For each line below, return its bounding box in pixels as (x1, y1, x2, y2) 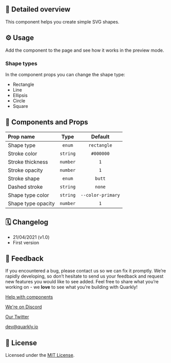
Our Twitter (5, 314, 29, 320)
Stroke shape (8, 175, 40, 182)
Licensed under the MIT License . (5, 352, 75, 358)
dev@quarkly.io (5, 324, 38, 330)
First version (12, 239, 39, 245)
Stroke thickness (8, 158, 49, 165)
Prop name (8, 133, 35, 140)
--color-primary (80, 192, 120, 198)
